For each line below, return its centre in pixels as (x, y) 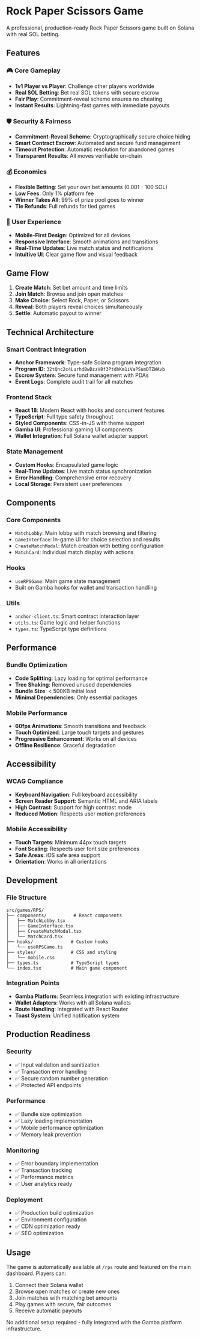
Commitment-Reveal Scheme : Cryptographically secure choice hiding (103, 136)
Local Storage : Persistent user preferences (68, 484)
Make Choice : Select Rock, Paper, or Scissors (72, 301)
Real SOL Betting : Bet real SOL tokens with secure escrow (87, 92)
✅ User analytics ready (44, 1184)
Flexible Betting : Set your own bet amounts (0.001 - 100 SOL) (91, 187)
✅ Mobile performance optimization (59, 1127)
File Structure (26, 897)
